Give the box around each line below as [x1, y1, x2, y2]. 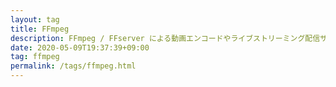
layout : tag [10, 14, 60, 25]
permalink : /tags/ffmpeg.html [10, 61, 137, 71]
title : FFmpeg [10, 24, 70, 34]
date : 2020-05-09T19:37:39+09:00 [10, 42, 150, 53]
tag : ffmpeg [10, 52, 60, 62]
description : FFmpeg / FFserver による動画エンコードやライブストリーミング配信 [10, 33, 321, 43]
